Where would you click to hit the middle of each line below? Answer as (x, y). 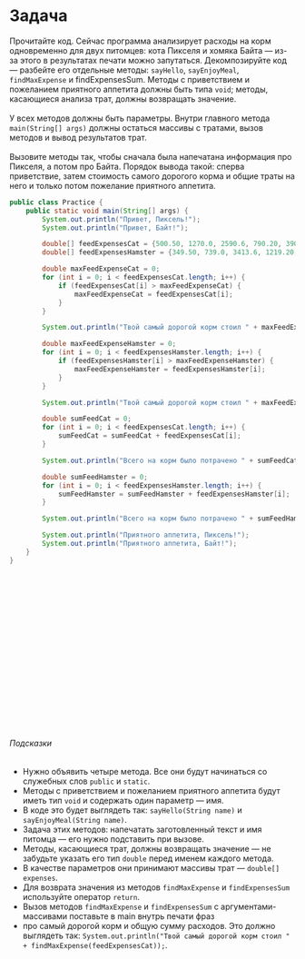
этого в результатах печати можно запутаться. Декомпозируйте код (153, 60)
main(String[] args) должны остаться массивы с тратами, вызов (136, 127)
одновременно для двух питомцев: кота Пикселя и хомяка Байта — (141, 50)
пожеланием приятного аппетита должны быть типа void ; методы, (139, 89)
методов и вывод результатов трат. (78, 137)
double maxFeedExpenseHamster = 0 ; (109, 344)
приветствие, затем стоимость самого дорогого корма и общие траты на (152, 176)
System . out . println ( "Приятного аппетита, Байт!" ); (140, 544)
